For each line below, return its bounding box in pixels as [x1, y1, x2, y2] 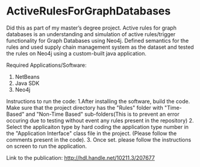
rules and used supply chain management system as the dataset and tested [6, 43, 194, 51]
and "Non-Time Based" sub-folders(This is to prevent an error [25, 110, 180, 118]
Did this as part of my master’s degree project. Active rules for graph [6, 24, 177, 31]
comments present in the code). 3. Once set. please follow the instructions [6, 136, 192, 143]
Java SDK [14, 80, 40, 87]
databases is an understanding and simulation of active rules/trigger [6, 30, 176, 37]
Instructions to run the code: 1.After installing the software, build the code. [6, 98, 190, 105]
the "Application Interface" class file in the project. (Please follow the [6, 130, 177, 137]
